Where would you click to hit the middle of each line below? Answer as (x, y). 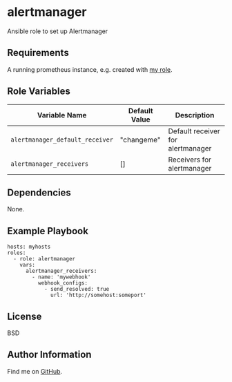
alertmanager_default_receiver (62, 140)
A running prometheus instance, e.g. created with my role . (90, 69)
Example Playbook (48, 231)
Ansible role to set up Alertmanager (58, 31)
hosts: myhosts (29, 247)
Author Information (49, 355)
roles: (17, 253)
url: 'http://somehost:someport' (99, 295)
